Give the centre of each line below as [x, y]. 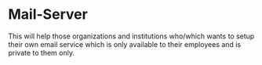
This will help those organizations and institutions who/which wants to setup [131, 36]
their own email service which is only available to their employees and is [125, 44]
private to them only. [41, 52]
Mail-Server [48, 14]
